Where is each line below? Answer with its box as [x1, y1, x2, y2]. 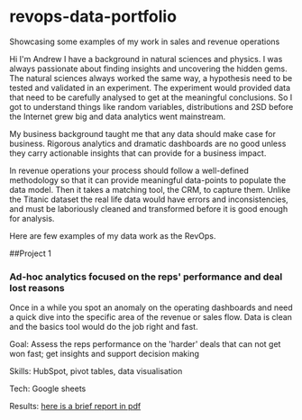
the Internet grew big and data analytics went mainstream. [9, 111, 226, 122]
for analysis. [9, 213, 55, 224]
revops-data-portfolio [9, 6, 178, 27]
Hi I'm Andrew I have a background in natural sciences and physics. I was [9, 53, 283, 64]
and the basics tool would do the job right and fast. [9, 322, 198, 333]
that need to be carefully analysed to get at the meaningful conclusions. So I [9, 92, 293, 103]
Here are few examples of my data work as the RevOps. [9, 230, 216, 241]
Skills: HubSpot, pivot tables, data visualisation [9, 366, 183, 377]
